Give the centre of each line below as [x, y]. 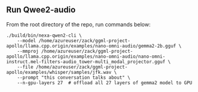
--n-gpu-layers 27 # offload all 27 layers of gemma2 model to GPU [105, 83]
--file [25, 67]
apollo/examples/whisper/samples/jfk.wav [59, 72]
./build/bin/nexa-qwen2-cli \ [44, 35]
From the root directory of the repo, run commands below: [79, 24]
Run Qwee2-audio [41, 10]
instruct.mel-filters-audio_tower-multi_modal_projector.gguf [86, 62]
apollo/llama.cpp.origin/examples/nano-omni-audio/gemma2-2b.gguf [91, 46]
